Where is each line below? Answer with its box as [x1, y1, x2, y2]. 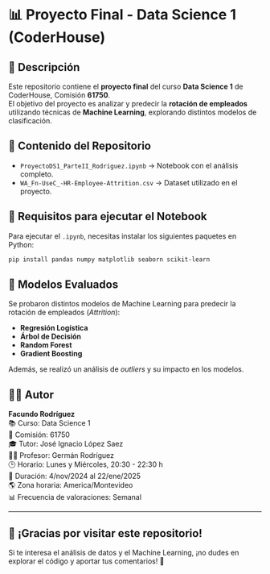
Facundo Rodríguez [8, 410, 76, 419]
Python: [8, 239, 35, 249]
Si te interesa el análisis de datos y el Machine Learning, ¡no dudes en [8, 547, 239, 557]
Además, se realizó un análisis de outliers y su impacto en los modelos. [8, 364, 244, 374]
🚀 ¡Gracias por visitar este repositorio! [8, 526, 202, 540]
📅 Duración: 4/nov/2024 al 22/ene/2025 [8, 472, 141, 481]
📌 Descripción [8, 60, 80, 74]
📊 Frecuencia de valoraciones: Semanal [8, 493, 142, 502]
